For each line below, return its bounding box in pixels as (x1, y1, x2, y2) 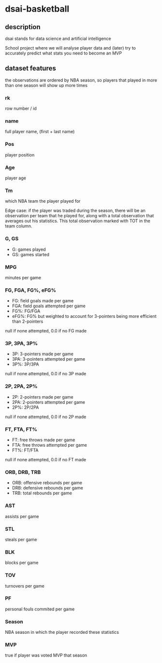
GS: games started (12, 251, 49, 257)
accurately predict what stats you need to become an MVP (5, 50, 122, 56)
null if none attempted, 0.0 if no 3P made (5, 371, 87, 377)
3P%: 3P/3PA (12, 361, 39, 367)
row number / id (5, 105, 37, 111)
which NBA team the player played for (5, 198, 81, 204)
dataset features (5, 64, 57, 72)
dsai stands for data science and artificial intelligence (5, 35, 111, 41)
